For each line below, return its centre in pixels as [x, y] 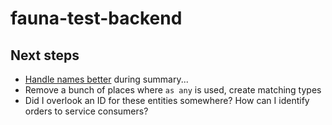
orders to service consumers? [86, 111]
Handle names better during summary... [106, 79]
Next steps [45, 55]
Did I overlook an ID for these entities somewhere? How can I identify [167, 100]
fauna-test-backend [96, 18]
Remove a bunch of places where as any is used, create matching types [173, 90]
